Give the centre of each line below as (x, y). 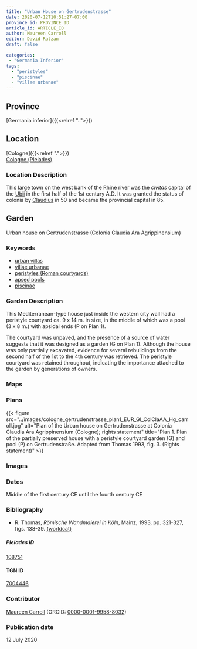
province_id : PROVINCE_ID (38, 22)
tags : (13, 66)
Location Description (37, 174)
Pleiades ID (20, 542)
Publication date (30, 627)
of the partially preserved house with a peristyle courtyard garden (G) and (96, 438)
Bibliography (25, 509)
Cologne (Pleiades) (29, 159)
